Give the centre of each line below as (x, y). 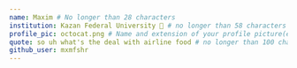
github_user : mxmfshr (49, 50)
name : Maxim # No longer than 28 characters (92, 17)
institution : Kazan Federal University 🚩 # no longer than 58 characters (148, 26)
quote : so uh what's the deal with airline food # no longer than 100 (142, 42)
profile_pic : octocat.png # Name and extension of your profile (130, 34)
